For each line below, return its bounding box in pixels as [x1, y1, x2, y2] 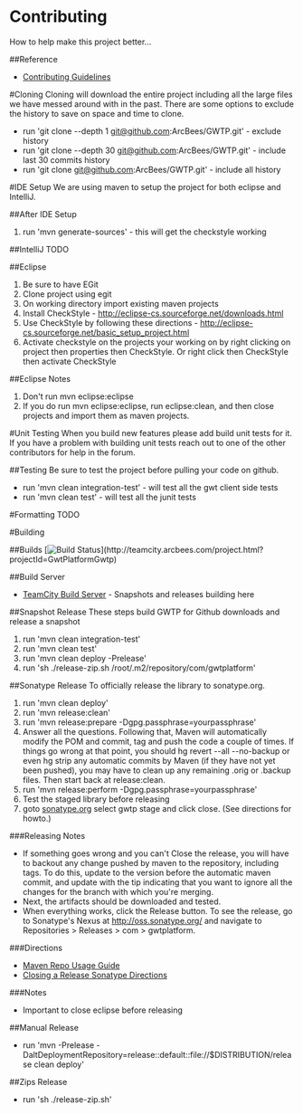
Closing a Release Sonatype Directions [22, 969, 167, 980]
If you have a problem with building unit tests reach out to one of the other [9, 437, 287, 448]
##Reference [9, 53, 59, 64]
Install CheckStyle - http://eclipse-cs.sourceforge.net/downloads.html [22, 308, 284, 319]
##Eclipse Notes [9, 373, 71, 384]
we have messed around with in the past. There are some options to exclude [9, 98, 294, 109]
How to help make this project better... [9, 36, 152, 47]
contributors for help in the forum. [9, 446, 136, 458]
